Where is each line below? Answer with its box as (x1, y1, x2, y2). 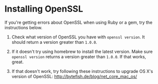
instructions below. (4, 24, 42, 30)
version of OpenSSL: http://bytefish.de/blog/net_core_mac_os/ (11, 73, 137, 79)
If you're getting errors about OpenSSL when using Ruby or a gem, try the (4, 19, 153, 25)
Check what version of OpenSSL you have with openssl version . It (11, 34, 145, 40)
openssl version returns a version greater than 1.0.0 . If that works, (11, 53, 146, 59)
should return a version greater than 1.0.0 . (11, 39, 98, 45)
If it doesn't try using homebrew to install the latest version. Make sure (11, 49, 153, 54)
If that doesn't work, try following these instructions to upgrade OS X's (11, 68, 154, 74)
